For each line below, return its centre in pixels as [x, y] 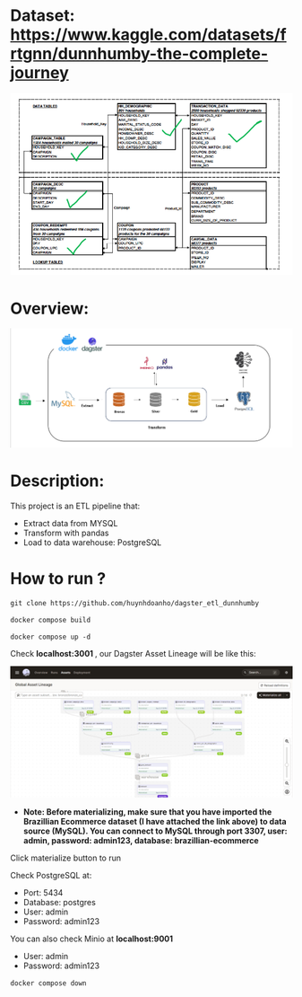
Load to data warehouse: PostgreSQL [92, 542]
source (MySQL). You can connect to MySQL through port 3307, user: [155, 831]
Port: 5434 [43, 893]
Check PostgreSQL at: [51, 876]
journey [40, 73]
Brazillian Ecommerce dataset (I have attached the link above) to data [155, 822]
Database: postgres [60, 903]
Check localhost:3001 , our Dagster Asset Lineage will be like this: [133, 654]
